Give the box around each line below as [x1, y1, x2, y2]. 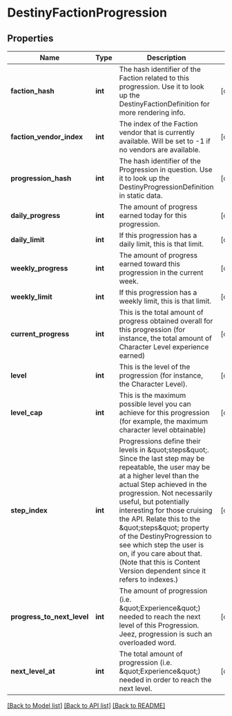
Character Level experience [119, 342, 209, 351]
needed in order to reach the [119, 675, 212, 684]
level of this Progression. [119, 621, 200, 630]
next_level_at [10, 666, 55, 676]
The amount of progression [119, 586, 208, 596]
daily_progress [10, 211, 61, 220]
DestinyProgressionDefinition [119, 182, 214, 192]
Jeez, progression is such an [119, 630, 213, 639]
